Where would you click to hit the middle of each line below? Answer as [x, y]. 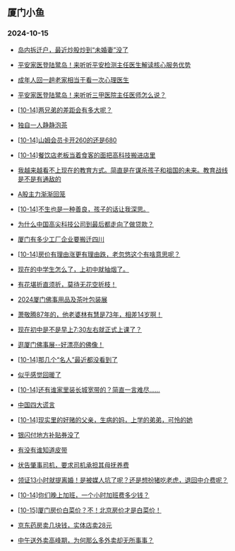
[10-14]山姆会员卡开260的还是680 [67, 140]
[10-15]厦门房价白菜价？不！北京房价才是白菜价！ [89, 510]
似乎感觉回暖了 [39, 375]
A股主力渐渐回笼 [41, 194]
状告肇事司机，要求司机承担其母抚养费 [73, 465]
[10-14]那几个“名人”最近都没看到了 [68, 359]
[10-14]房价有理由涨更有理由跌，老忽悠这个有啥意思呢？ [99, 254]
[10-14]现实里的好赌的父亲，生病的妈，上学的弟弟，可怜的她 [105, 419]
